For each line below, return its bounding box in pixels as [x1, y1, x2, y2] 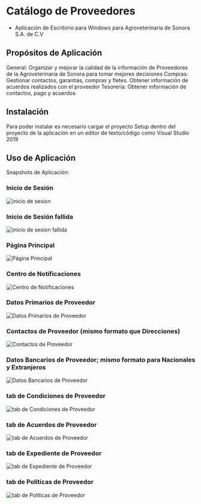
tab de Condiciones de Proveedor [6, 392, 106, 400]
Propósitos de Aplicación [6, 48, 102, 58]
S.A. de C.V [14, 30, 44, 37]
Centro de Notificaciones [6, 270, 81, 278]
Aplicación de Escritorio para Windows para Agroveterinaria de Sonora [14, 24, 190, 31]
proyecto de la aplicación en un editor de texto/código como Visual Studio [6, 129, 190, 136]
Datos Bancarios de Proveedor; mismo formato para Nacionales [6, 356, 196, 364]
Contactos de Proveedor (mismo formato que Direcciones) [6, 327, 181, 335]
